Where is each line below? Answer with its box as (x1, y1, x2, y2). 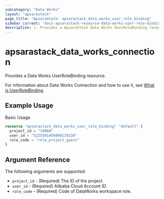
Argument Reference (5, 156, 70, 164)
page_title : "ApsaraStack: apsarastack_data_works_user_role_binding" (5, 16, 152, 21)
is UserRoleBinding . (5, 87, 45, 93)
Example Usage (5, 101, 54, 110)
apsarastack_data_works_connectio (5, 46, 155, 58)
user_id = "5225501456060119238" (9, 133, 78, 138)
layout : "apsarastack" (5, 12, 51, 17)
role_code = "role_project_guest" (9, 138, 80, 142)
